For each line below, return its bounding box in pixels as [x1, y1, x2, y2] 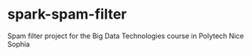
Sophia [7, 39, 31, 48]
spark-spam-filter [7, 5, 127, 23]
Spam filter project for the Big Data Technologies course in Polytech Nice [7, 31, 244, 40]
